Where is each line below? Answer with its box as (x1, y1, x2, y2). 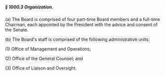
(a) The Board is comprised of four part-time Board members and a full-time (5, 16, 161, 22)
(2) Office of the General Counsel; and (5, 55, 83, 61)
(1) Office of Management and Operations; (5, 46, 91, 52)
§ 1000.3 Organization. (5, 4, 53, 10)
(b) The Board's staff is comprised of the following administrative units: (5, 36, 150, 42)
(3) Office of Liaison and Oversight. (5, 65, 77, 71)
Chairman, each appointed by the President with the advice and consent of (5, 21, 158, 27)
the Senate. (5, 27, 29, 33)
